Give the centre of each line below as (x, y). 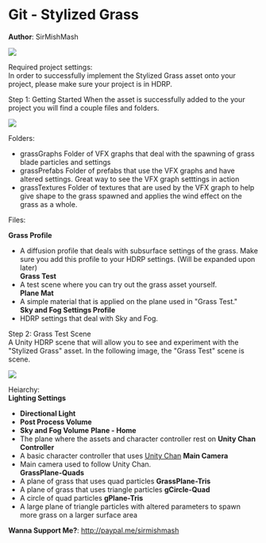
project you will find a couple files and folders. (84, 107)
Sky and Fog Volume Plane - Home (78, 430)
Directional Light (48, 413)
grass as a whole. (48, 204)
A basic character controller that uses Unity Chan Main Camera (124, 455)
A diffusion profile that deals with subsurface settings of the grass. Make (139, 250)
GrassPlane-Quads (52, 472)
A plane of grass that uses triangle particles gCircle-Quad (115, 489)
